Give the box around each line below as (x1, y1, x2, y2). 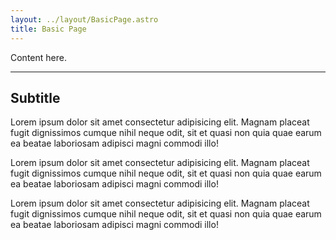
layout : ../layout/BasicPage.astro (10, 14, 159, 25)
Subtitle (10, 89, 61, 106)
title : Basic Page (10, 24, 87, 34)
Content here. (10, 51, 67, 63)
